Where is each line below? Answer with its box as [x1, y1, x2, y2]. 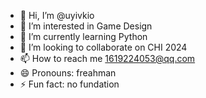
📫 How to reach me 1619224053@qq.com [19, 53, 196, 64]
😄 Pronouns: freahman [19, 67, 117, 79]
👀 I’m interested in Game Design [19, 20, 153, 32]
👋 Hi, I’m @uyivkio [19, 10, 95, 21]
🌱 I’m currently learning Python [19, 31, 148, 42]
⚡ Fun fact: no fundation [19, 78, 120, 90]
